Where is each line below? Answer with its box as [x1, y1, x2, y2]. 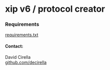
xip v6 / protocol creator [5, 3, 105, 15]
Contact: [5, 43, 23, 49]
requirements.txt [5, 32, 39, 38]
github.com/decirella [5, 59, 47, 65]
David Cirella [5, 54, 31, 60]
